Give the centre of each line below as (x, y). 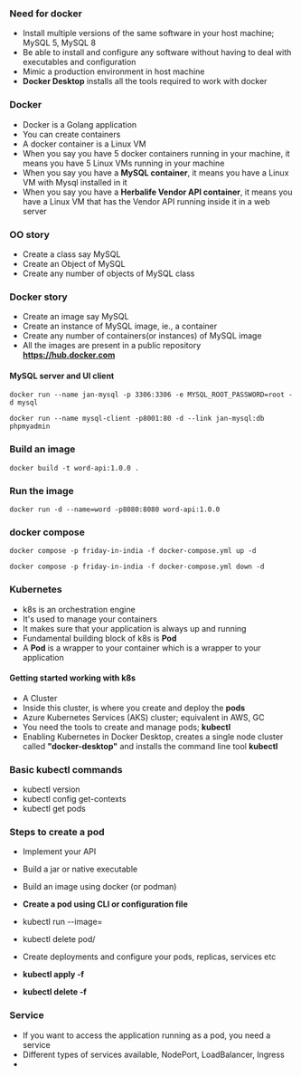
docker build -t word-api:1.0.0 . (75, 468)
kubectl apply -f (53, 975)
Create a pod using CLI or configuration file (105, 904)
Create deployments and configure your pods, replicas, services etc (149, 957)
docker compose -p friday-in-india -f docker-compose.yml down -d (137, 567)
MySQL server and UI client (62, 376)
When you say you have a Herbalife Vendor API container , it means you (157, 192)
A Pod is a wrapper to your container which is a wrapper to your (142, 648)
